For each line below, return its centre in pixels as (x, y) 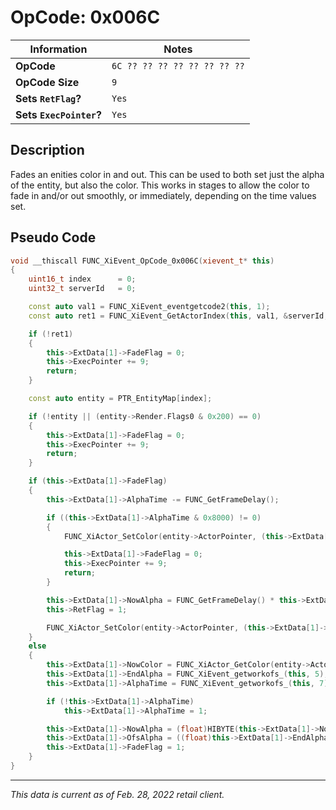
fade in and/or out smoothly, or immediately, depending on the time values (163, 195)
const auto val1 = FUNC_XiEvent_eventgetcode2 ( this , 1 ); (149, 307)
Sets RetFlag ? (48, 98)
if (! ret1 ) (51, 334)
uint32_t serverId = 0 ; (82, 289)
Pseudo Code (53, 237)
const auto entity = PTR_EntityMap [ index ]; (120, 399)
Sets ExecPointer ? (58, 114)
